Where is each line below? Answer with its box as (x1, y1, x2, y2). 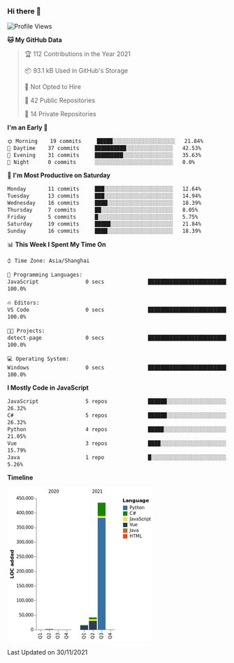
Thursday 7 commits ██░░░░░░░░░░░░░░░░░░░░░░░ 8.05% (7, 207, 198, 214)
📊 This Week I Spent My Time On (7, 240, 106, 249)
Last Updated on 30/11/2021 (7, 648, 88, 657)
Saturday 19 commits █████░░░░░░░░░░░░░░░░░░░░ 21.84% (7, 221, 201, 228)
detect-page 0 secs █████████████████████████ (7, 334, 227, 342)
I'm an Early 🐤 (7, 123, 48, 132)
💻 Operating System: (7, 355, 70, 363)
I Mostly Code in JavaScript (7, 383, 89, 392)
